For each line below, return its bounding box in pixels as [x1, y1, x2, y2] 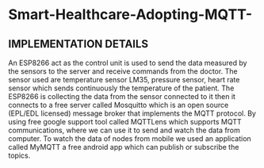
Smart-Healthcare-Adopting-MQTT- [8, 6, 253, 24]
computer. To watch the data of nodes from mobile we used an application [8, 134, 251, 143]
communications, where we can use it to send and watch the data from [8, 125, 240, 135]
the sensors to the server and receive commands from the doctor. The [8, 67, 238, 76]
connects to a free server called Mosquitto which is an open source [8, 101, 229, 109]
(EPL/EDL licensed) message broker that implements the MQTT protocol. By [8, 109, 256, 118]
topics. [8, 151, 31, 160]
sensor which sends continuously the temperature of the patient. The [8, 83, 235, 93]
